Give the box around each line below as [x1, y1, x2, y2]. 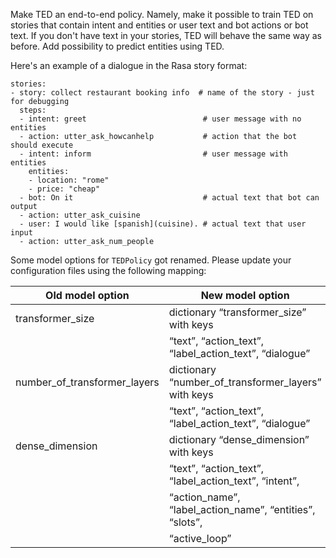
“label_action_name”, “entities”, [168, 503, 316, 516]
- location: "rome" [28, 175, 110, 185]
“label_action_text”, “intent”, [168, 474, 300, 488]
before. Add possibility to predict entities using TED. [10, 40, 225, 52]
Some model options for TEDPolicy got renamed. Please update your [10, 254, 292, 266]
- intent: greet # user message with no [19, 114, 302, 124]
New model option [200, 289, 290, 302]
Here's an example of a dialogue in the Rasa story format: [10, 60, 248, 71]
